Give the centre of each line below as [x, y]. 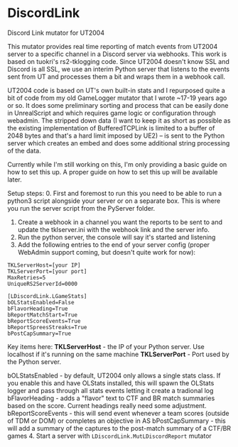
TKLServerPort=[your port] [47, 271]
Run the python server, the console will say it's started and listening [117, 237]
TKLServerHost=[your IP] [44, 265]
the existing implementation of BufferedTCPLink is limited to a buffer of [111, 128]
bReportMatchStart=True [43, 315]
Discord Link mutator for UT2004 [56, 33]
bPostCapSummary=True [39, 333]
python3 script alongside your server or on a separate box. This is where [114, 201]
